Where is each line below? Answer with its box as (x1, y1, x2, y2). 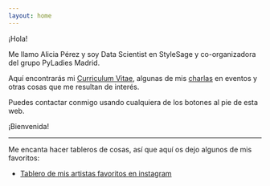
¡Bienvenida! (8, 121, 50, 131)
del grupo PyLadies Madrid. (8, 58, 100, 67)
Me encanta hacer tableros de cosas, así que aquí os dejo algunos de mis (8, 144, 252, 154)
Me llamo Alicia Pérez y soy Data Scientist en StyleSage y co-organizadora (8, 49, 256, 59)
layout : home (8, 11, 52, 20)
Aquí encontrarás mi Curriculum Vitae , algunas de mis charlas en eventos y (8, 73, 258, 83)
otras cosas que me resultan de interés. (8, 82, 140, 91)
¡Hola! (8, 34, 28, 43)
